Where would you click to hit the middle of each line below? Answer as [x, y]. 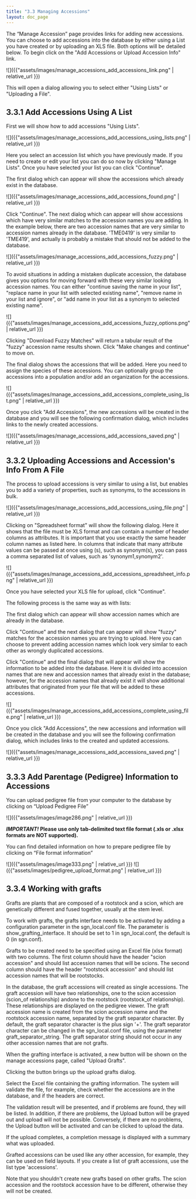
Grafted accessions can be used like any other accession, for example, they [97, 1154]
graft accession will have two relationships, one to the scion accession [91, 993]
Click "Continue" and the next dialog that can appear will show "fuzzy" [91, 632]
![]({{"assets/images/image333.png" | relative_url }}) [69, 864]
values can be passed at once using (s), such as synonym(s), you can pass [97, 550]
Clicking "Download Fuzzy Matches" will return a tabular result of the [89, 341]
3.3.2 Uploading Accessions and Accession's [91, 461]
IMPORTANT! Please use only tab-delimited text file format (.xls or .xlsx [95, 829]
